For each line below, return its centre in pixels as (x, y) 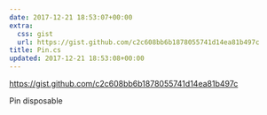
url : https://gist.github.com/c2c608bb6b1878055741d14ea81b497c (138, 42)
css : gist (35, 34)
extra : (21, 26)
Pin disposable (36, 101)
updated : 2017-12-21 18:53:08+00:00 (77, 58)
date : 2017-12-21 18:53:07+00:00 (71, 17)
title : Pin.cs (35, 50)
